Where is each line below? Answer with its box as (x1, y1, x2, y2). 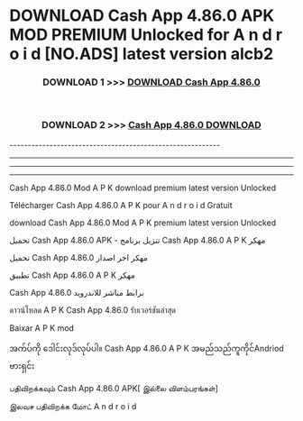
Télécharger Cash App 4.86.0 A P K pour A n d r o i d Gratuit (9, 199, 233, 210)
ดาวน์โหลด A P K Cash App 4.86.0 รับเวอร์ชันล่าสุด (9, 304, 176, 316)
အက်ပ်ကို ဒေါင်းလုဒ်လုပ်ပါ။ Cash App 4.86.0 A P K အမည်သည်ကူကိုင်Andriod (9, 343, 284, 353)
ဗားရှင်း (9, 360, 35, 371)
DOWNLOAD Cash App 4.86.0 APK (9, 5, 275, 26)
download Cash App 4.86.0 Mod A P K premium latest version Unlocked (9, 217, 277, 228)
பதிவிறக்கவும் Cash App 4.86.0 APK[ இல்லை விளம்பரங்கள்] (9, 382, 219, 393)
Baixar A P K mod (9, 322, 75, 334)
